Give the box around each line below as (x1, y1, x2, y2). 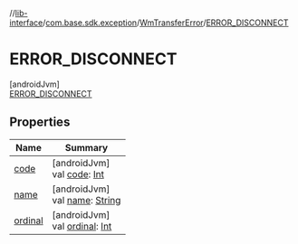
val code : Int (52, 167, 104, 180)
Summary (64, 141, 109, 154)
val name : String (52, 193, 121, 206)
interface (9, 17, 43, 28)
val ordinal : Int (52, 220, 112, 232)
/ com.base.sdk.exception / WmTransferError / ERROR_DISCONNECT (42, 17, 289, 28)
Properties (9, 115, 71, 130)
